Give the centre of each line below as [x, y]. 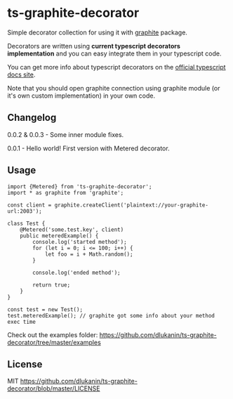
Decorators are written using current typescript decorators [94, 46]
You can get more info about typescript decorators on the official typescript [116, 67]
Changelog [32, 118]
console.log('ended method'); [76, 273]
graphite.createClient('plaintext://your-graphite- [132, 205]
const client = [29, 205]
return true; [52, 285]
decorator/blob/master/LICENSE [54, 388]
